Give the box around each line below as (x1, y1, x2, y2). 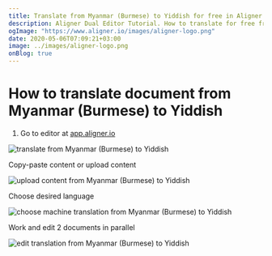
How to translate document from (8, 84, 232, 103)
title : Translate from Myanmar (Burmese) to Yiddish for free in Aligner (8, 11, 263, 20)
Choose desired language (8, 191, 95, 201)
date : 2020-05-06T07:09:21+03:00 (8, 34, 121, 43)
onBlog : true (8, 49, 53, 58)
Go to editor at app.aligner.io (19, 128, 116, 138)
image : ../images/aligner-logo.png (8, 42, 129, 50)
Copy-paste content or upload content (8, 160, 137, 169)
